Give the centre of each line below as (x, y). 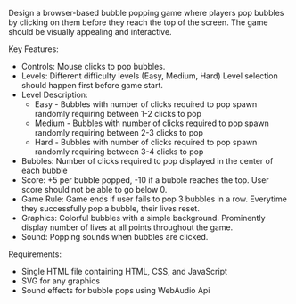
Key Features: (33, 49)
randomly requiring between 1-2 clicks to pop (118, 114)
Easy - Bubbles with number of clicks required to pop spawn (146, 104)
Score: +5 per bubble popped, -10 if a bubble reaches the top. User (145, 180)
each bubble (44, 170)
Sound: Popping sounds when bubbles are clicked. (115, 237)
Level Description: (54, 94)
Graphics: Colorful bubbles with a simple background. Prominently (143, 218)
